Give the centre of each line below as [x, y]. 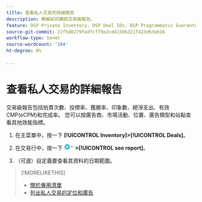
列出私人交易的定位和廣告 [62, 192]
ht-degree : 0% [24, 51]
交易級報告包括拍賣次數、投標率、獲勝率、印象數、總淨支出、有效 [88, 107]
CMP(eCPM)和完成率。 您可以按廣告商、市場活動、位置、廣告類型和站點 [96, 115]
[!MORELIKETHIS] [43, 173]
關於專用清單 [46, 185]
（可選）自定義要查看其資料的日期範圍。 [65, 161]
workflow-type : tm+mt [33, 38]
